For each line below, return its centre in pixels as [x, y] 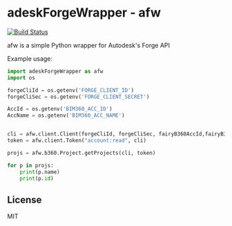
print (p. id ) [37, 178]
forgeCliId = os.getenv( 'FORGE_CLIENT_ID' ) [71, 90]
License [25, 199]
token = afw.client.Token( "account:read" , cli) [77, 141]
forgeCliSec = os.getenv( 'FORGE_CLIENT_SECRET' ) [78, 97]
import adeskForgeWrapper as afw [55, 71]
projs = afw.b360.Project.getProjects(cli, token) [81, 153]
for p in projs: [30, 165]
